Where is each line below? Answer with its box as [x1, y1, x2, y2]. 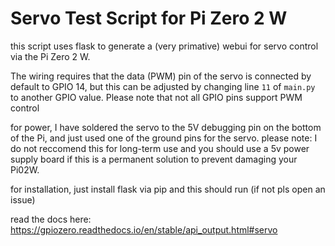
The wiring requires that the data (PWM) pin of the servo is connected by [10, 70, 312, 82]
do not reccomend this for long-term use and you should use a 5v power [10, 142, 310, 154]
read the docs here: [10, 213, 92, 225]
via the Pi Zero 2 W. [10, 50, 91, 62]
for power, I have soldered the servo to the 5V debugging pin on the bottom [10, 121, 322, 133]
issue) [10, 193, 36, 206]
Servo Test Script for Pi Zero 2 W [10, 7, 288, 30]
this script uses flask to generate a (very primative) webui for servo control [10, 40, 319, 52]
